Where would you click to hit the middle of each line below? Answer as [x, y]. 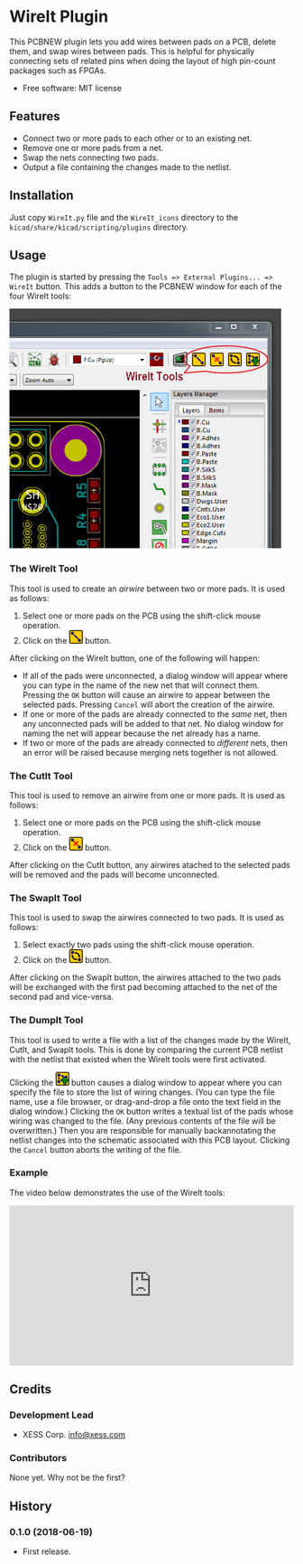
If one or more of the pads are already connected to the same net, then [155, 714]
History [31, 1506]
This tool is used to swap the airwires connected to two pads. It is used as [147, 918]
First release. [46, 1551]
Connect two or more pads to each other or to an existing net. [137, 138]
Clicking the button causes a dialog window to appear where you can [146, 1082]
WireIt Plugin [59, 17]
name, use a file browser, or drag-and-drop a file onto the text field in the [145, 1101]
